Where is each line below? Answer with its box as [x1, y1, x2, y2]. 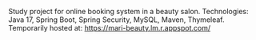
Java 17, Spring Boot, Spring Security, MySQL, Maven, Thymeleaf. [8, 15, 226, 24]
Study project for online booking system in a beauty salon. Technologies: [8, 7, 249, 16]
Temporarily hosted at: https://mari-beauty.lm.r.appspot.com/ [8, 24, 210, 32]
